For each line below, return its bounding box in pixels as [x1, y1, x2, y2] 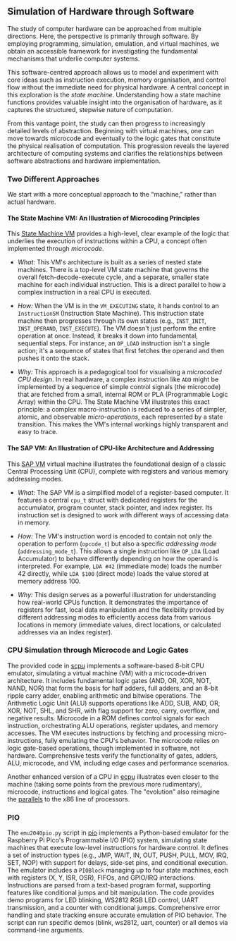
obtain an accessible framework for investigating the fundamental [7, 47, 199, 55]
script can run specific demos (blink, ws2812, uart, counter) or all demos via [7, 918, 228, 927]
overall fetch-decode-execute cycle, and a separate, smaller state [17, 273, 209, 281]
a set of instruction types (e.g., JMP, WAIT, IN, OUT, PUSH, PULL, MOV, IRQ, [7, 851, 229, 859]
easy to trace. [17, 428, 58, 436]
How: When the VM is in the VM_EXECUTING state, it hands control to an [17, 302, 220, 310]
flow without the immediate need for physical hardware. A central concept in [7, 82, 230, 91]
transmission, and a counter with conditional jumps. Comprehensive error [7, 904, 221, 912]
